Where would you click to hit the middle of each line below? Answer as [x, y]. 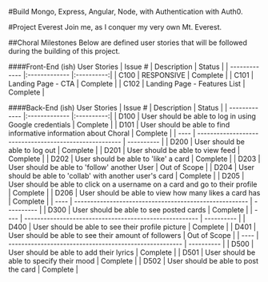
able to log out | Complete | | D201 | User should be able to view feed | [124, 150]
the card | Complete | [43, 269]
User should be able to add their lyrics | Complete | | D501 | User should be [132, 252]
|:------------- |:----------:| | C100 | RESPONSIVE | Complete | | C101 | [138, 75]
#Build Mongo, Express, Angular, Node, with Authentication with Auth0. [126, 12]
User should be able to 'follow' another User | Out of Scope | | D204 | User [131, 167]
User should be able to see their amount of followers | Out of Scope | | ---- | [134, 235]
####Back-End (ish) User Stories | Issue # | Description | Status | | [118, 108]
